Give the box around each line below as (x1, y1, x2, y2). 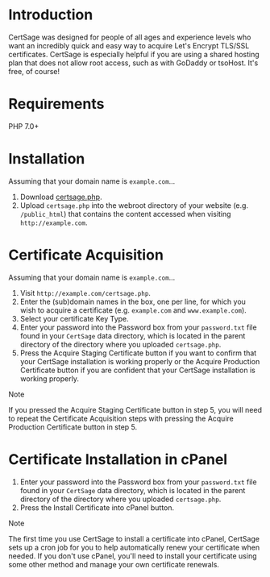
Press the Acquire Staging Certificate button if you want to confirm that (19, 348, 257, 358)
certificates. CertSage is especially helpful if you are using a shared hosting (8, 49, 260, 59)
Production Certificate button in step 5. (8, 421, 138, 432)
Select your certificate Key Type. (19, 313, 129, 323)
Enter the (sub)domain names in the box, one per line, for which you (19, 297, 246, 306)
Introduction (8, 6, 93, 24)
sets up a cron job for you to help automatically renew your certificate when (8, 542, 260, 552)
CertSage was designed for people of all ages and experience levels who (8, 32, 251, 42)
